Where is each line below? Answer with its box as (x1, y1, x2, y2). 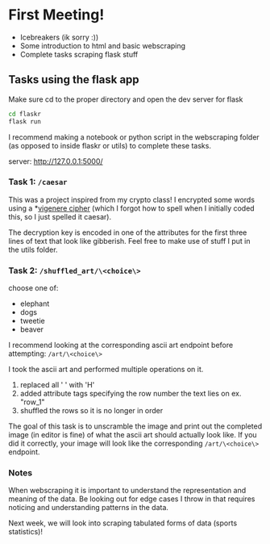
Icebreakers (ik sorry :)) (19, 32, 99, 42)
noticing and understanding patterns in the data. (8, 503, 169, 513)
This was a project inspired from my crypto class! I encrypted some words (8, 195, 255, 204)
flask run (8, 117, 42, 126)
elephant (19, 299, 50, 308)
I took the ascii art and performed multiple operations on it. (8, 365, 204, 375)
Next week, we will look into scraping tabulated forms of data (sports (8, 518, 238, 528)
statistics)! (8, 527, 43, 537)
